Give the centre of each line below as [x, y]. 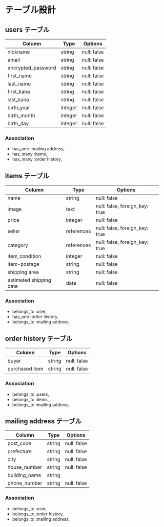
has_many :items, [30, 154]
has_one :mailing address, [38, 149]
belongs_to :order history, [38, 514]
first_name [20, 76]
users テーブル [27, 30]
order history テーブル [39, 338]
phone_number [25, 483]
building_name [24, 475]
